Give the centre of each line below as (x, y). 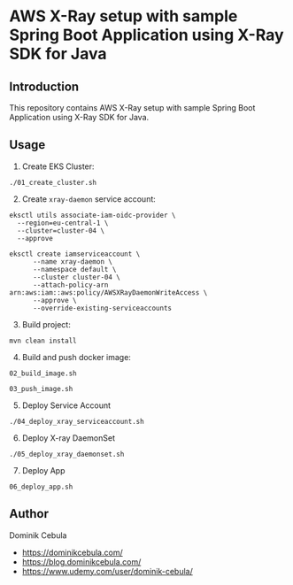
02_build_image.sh (43, 373)
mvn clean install (43, 341)
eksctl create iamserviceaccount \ (75, 254)
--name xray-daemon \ (73, 262)
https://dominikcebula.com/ (72, 552)
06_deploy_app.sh (41, 487)
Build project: (46, 324)
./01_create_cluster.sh (53, 182)
